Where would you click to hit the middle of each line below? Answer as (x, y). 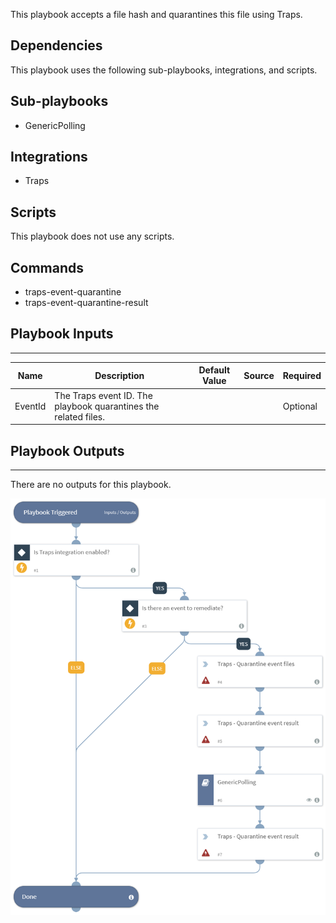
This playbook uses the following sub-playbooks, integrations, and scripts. (164, 70)
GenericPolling (55, 125)
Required (302, 375)
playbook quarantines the (107, 406)
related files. (80, 416)
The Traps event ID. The (103, 395)
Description (119, 375)
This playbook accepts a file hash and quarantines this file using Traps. (156, 14)
